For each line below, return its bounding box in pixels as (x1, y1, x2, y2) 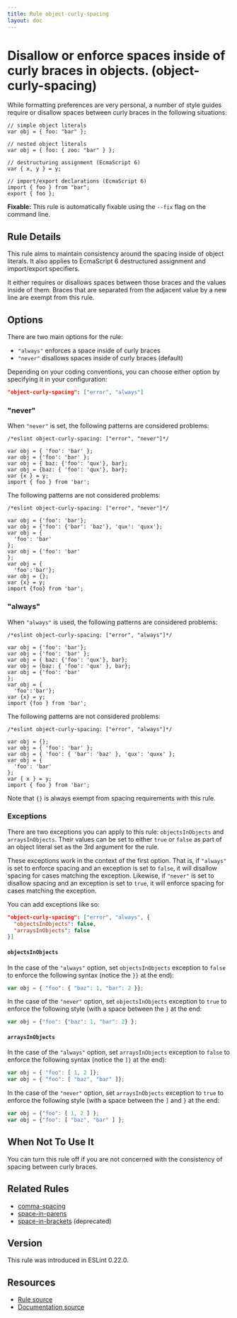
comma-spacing (17, 1201, 66, 1210)
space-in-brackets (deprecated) (17, 1217, 112, 1225)
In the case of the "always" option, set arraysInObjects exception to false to (7, 1048, 230, 1057)
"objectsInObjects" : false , (13, 920, 97, 927)
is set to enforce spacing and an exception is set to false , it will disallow (7, 864, 218, 872)
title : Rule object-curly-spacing (7, 10, 110, 18)
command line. (7, 210, 51, 219)
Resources (7, 1276, 56, 1288)
